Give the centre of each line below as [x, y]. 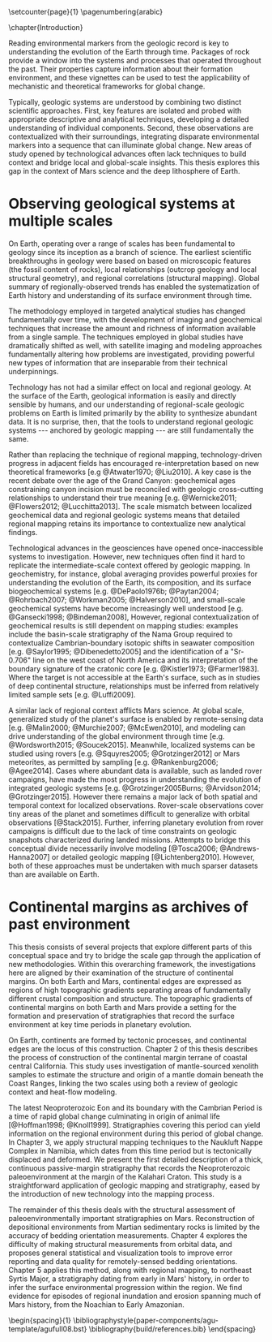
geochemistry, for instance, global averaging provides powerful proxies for [133, 574]
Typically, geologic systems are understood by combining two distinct [125, 102]
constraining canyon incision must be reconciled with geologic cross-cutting [136, 489]
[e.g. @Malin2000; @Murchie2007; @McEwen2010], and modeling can [127, 727]
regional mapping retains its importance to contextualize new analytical [127, 524]
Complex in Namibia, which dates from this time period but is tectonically [130, 1150]
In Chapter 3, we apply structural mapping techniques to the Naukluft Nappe [136, 1142]
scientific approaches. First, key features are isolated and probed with [125, 110]
